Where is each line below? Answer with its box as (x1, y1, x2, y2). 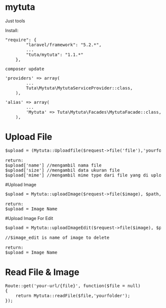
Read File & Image (5, 266, 80, 278)
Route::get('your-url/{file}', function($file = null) (5, 283, 141, 288)
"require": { (5, 37, 37, 43)
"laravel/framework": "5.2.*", (26, 42, 102, 47)
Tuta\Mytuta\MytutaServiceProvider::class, (26, 85, 133, 90)
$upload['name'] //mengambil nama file (5, 162, 102, 168)
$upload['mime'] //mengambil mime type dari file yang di (5, 172, 149, 178)
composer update (5, 66, 44, 72)
